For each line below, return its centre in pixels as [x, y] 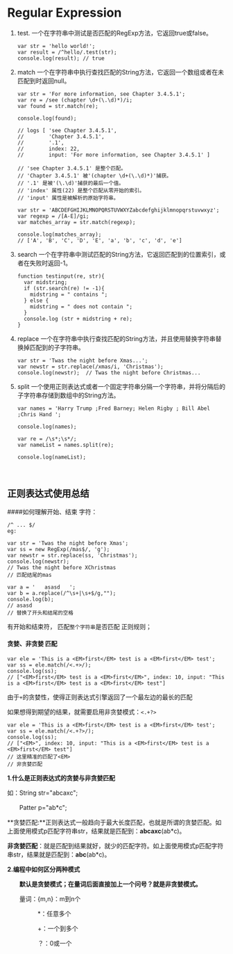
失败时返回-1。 [50, 263]
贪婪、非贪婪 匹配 [32, 644]
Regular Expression [64, 13]
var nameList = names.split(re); [66, 445]
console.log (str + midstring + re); [78, 319]
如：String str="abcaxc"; [43, 793]
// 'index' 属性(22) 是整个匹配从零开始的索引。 [81, 190]
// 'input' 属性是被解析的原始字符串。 [68, 198]
